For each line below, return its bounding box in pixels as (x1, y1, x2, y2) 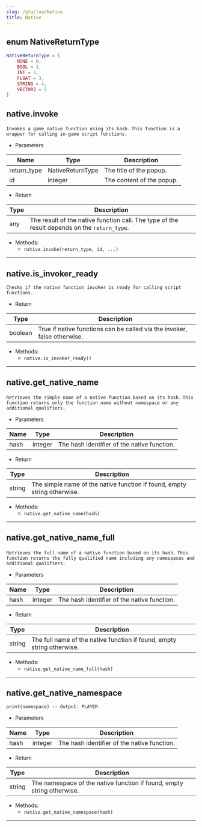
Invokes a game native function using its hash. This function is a (6, 126, 180, 132)
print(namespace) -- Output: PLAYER (6, 704, 98, 710)
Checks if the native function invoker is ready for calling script (6, 284, 182, 290)
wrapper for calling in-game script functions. (6, 131, 128, 138)
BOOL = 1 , (17, 64, 42, 70)
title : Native (6, 14, 42, 21)
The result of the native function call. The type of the (29, 216, 179, 224)
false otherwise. (38, 332, 84, 341)
